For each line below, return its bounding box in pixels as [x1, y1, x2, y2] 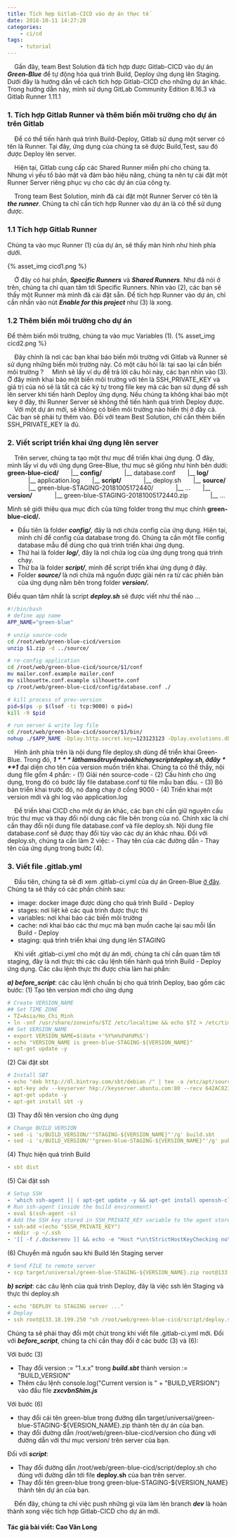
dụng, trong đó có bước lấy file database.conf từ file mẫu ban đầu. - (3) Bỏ [7, 778, 223, 787]
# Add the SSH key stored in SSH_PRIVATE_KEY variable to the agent [7, 1217, 212, 1224]
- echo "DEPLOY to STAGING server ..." [7, 1303, 124, 1310]
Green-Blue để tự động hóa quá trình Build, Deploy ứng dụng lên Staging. [7, 70, 221, 78]
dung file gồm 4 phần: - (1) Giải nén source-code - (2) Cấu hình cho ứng [7, 770, 216, 779]
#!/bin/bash [7, 605, 42, 613]
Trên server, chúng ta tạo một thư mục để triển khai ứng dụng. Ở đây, [13, 454, 215, 462]
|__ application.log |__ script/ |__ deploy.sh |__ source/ [27, 476, 226, 485]
